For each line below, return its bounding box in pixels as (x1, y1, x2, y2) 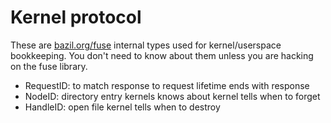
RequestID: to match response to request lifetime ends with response (24, 79, 310, 91)
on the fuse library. (10, 60, 88, 72)
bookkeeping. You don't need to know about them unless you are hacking (10, 49, 314, 61)
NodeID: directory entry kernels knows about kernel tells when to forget (24, 90, 321, 102)
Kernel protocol (10, 6, 142, 29)
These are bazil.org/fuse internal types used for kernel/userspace (10, 39, 282, 51)
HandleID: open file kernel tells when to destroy (24, 101, 221, 113)
